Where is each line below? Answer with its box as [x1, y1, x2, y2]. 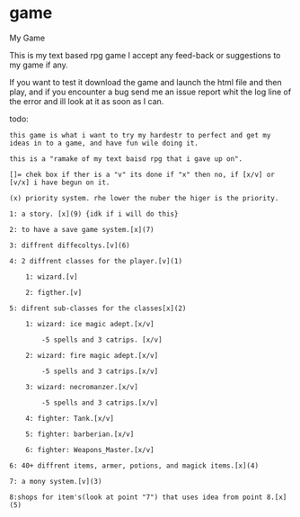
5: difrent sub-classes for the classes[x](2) [9, 304, 187, 313]
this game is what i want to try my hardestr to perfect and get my [9, 130, 271, 139]
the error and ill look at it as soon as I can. [9, 95, 164, 106]
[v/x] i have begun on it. [9, 178, 110, 187]
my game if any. [9, 59, 69, 70]
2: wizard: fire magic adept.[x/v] [25, 351, 159, 360]
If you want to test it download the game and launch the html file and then [9, 76, 282, 87]
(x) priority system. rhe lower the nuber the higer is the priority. [9, 193, 279, 202]
